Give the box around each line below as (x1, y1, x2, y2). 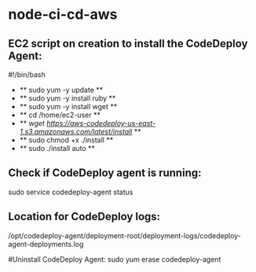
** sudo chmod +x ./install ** (19, 135, 114, 145)
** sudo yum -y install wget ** (19, 102, 118, 111)
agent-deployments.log (8, 239, 84, 248)
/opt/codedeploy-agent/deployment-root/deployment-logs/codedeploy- (8, 230, 242, 241)
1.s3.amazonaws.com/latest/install (19, 127, 133, 136)
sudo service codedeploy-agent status (8, 187, 133, 197)
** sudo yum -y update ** (19, 85, 104, 94)
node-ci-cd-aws (8, 6, 118, 24)
